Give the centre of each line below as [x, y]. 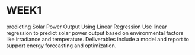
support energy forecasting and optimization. [61, 46]
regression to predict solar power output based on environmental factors [95, 33]
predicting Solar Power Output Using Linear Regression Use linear [87, 27]
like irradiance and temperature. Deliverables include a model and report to [98, 39]
